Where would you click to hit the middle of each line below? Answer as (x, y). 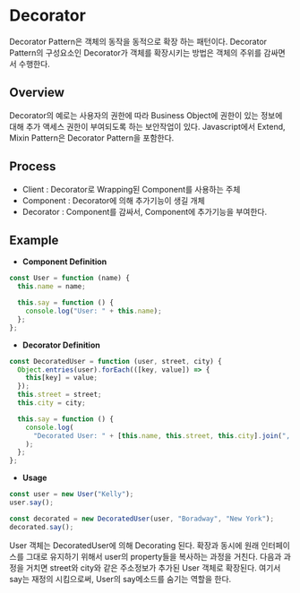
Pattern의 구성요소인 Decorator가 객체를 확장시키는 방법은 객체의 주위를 (136, 52)
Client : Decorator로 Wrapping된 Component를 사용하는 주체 (131, 189)
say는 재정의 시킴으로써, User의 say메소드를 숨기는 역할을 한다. (120, 579)
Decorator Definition (61, 345)
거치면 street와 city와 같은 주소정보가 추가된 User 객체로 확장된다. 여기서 (153, 567)
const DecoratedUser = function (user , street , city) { (116, 361)
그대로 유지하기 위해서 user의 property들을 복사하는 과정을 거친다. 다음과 (154, 556)
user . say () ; (31, 503)
